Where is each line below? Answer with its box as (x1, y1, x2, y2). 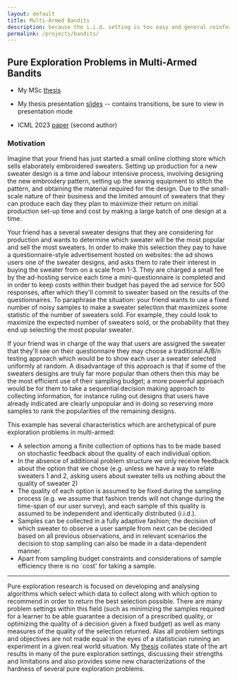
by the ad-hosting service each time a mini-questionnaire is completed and (7, 273, 226, 282)
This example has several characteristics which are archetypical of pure (7, 421, 217, 429)
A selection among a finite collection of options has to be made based (17, 442, 221, 451)
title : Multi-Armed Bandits (7, 17, 90, 24)
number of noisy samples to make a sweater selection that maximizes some (7, 303, 228, 311)
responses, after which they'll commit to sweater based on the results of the (7, 288, 229, 297)
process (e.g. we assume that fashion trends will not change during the (17, 494, 224, 503)
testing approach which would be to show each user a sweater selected (7, 354, 217, 363)
